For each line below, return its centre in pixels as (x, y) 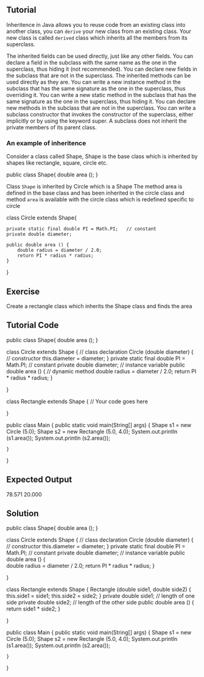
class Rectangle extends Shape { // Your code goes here (77, 401)
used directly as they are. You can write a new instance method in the (94, 82)
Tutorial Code (33, 325)
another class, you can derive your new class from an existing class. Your (99, 31)
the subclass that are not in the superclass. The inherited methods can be (99, 75)
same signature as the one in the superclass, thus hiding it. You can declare (101, 101)
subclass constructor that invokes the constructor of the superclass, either (100, 114)
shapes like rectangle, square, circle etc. (57, 163)
